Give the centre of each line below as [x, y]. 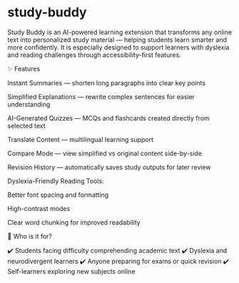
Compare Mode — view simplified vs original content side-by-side [105, 153]
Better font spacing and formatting [58, 195]
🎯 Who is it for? [30, 236]
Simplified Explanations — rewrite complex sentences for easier [101, 96]
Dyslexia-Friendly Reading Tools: [56, 181]
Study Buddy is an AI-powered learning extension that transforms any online [120, 32]
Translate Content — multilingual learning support [81, 139]
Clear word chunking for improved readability [74, 222]
